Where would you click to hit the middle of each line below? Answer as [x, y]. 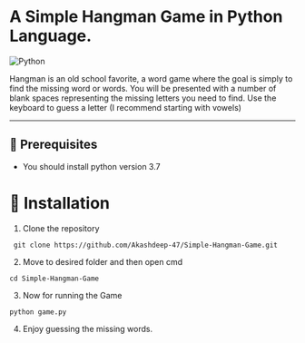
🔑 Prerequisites [54, 145]
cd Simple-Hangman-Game [54, 279]
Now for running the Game [72, 295]
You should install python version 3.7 [91, 166]
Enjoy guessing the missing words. [88, 328]
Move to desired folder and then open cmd [103, 261]
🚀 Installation [60, 203]
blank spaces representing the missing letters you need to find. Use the [143, 98]
